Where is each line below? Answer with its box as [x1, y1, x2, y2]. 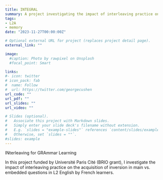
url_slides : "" [5, 101, 36, 105]
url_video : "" [5, 105, 34, 110]
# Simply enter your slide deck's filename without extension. [5, 123, 140, 128]
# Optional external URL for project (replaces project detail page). [5, 38, 151, 44]
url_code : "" [5, 91, 32, 97]
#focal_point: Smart [9, 60, 51, 65]
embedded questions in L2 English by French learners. [5, 169, 114, 175]
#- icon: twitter [5, 74, 40, 79]
